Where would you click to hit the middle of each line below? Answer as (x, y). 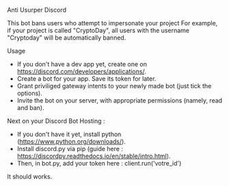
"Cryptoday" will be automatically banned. (67, 38)
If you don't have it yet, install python (69, 134)
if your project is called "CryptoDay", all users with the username (98, 30)
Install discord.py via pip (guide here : (70, 149)
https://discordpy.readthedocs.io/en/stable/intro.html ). (94, 156)
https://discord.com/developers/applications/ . (82, 71)
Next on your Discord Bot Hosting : (56, 121)
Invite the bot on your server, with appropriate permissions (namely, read (120, 101)
